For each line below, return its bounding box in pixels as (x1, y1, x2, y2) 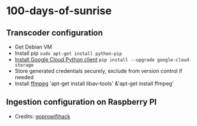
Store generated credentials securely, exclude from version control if (14, 67, 182, 75)
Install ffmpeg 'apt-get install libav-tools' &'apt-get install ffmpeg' (14, 80, 174, 87)
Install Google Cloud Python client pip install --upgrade (14, 56, 155, 63)
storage (14, 62, 34, 68)
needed (14, 74, 34, 80)
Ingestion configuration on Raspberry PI (6, 97, 157, 107)
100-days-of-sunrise (6, 4, 112, 18)
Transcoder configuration (6, 28, 104, 38)
